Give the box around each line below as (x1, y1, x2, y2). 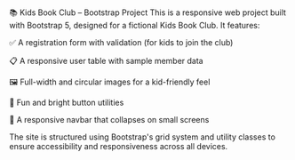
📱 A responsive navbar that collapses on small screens (9, 115, 210, 124)
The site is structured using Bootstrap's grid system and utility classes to (9, 132, 275, 142)
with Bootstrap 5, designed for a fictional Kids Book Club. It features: (9, 20, 260, 30)
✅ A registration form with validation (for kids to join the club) (9, 37, 234, 47)
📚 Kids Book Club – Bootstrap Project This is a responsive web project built (9, 7, 287, 18)
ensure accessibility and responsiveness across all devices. (9, 141, 228, 151)
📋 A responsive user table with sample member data (9, 56, 203, 66)
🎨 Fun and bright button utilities (9, 97, 124, 108)
